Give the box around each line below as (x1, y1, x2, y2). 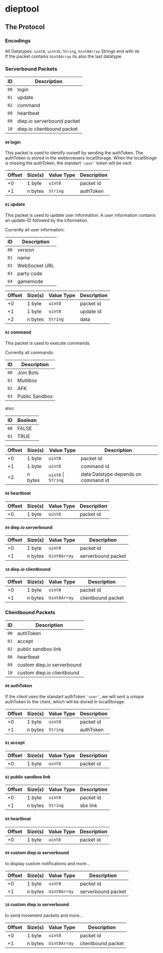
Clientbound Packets (5, 609, 56, 616)
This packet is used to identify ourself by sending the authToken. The (5, 150, 144, 156)
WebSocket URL (17, 262, 54, 269)
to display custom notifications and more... (5, 860, 91, 866)
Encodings (5, 37, 31, 44)
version (17, 246, 34, 253)
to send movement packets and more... (5, 912, 83, 918)
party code (17, 270, 43, 277)
